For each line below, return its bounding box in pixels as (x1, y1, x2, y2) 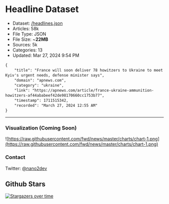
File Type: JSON (12, 31, 46, 37)
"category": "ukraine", (14, 83, 64, 88)
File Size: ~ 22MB (12, 36, 49, 42)
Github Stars (5, 180, 46, 188)
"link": (14, 88, 30, 93)
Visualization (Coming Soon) (5, 124, 77, 131)
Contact (5, 154, 26, 161)
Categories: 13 (12, 47, 43, 53)
